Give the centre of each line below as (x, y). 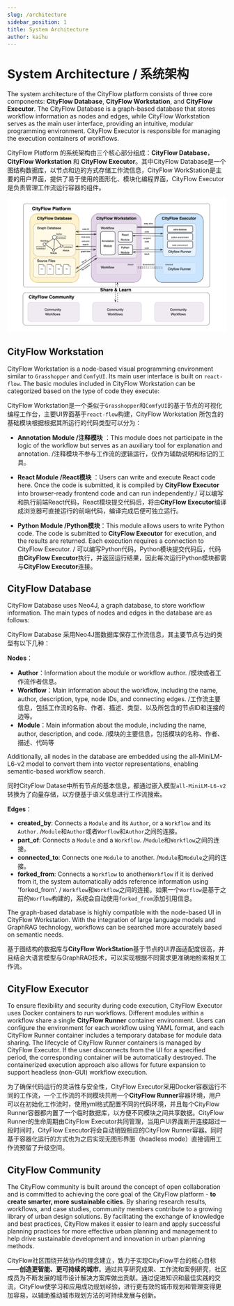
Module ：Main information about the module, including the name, (112, 725)
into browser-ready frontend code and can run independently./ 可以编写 (120, 493)
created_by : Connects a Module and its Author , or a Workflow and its (114, 823)
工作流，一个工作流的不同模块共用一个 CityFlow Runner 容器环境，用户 (120, 1096)
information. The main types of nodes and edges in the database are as (110, 613)
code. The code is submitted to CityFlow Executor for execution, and (117, 533)
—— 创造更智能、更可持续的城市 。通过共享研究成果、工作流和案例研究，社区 (117, 1269)
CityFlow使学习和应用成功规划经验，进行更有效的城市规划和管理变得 (117, 1286)
